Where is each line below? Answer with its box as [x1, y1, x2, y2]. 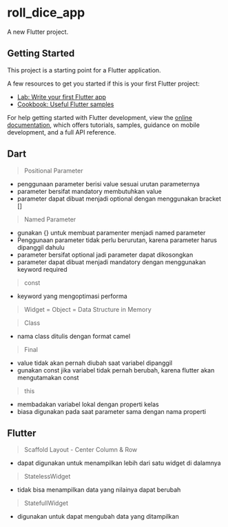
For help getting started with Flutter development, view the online [7, 113, 193, 121]
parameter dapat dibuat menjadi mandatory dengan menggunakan [17, 257, 207, 266]
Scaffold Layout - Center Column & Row [23, 446, 138, 454]
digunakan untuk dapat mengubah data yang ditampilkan [17, 513, 179, 521]
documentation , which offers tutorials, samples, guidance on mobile [7, 121, 200, 129]
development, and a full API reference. [7, 128, 116, 136]
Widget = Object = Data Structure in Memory [23, 305, 152, 313]
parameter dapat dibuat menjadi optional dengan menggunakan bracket [17, 195, 222, 203]
